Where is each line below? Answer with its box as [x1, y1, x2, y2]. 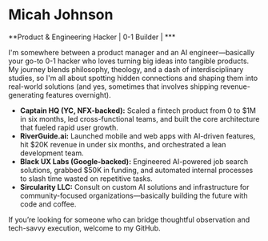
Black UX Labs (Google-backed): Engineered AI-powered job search [19, 156, 249, 166]
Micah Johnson [8, 6, 114, 24]
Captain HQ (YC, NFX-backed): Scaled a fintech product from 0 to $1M [19, 106, 256, 115]
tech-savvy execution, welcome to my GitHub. [8, 223, 161, 233]
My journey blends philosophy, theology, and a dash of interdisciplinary [8, 64, 244, 74]
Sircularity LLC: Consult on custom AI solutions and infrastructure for [19, 182, 250, 191]
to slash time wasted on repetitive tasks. [19, 174, 154, 183]
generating [8, 90, 45, 99]
